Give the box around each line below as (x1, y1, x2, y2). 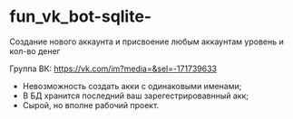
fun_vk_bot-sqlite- (9, 6, 152, 27)
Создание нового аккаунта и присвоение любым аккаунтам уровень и (9, 36, 284, 47)
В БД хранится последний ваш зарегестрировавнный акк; (22, 90, 249, 101)
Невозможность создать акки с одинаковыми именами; (22, 80, 242, 91)
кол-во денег (9, 45, 61, 56)
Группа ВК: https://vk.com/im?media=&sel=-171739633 (9, 63, 218, 74)
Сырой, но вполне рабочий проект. (22, 99, 160, 110)
